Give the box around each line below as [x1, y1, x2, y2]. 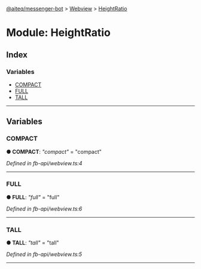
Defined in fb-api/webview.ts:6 [6, 205, 83, 212]
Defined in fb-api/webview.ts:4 [6, 159, 83, 166]
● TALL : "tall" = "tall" [6, 239, 59, 246]
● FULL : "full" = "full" [6, 193, 60, 200]
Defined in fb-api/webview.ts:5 [6, 251, 83, 258]
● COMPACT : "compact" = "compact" [6, 148, 102, 155]
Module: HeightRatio [6, 26, 111, 39]
